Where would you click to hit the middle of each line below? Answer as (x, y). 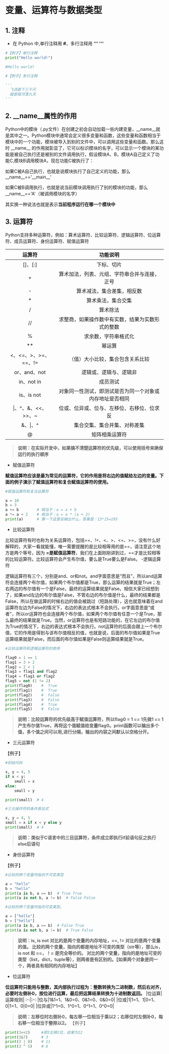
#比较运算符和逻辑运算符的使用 (33, 648)
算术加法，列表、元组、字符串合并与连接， (109, 274)
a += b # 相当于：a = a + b (41, 510)
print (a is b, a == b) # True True (44, 893)
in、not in (30, 382)
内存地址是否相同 (109, 398)
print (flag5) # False (32, 709)
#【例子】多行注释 (21, 76)
